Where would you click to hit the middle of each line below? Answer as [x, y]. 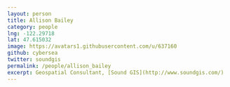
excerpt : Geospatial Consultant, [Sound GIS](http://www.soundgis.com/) [116, 72]
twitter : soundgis [34, 60]
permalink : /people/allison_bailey [59, 66]
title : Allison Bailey [40, 20]
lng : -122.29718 [31, 33]
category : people [33, 27]
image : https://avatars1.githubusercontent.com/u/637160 [92, 46]
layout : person [29, 14]
